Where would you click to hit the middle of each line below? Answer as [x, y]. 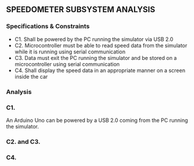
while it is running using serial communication [70, 52]
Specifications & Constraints [48, 26]
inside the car [31, 76]
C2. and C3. [23, 141]
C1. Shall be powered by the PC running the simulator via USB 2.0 [94, 39]
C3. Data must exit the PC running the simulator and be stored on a [96, 57]
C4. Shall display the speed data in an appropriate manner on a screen [100, 70]
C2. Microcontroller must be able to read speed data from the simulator [101, 45]
